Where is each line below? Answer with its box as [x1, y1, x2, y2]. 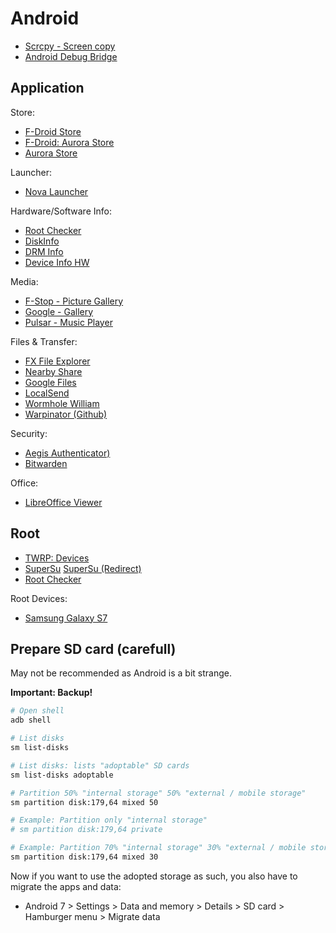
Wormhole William [24, 397, 100, 409]
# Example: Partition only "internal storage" [10, 815, 208, 826]
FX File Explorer [24, 355, 91, 367]
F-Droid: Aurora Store [24, 136, 115, 148]
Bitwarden [24, 457, 68, 469]
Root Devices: [10, 592, 68, 604]
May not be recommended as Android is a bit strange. [10, 667, 232, 679]
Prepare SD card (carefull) [10, 640, 177, 657]
